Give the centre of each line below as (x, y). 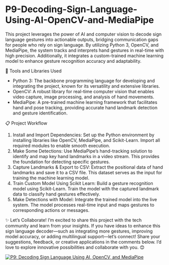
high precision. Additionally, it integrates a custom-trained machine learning (84, 55)
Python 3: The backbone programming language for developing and (84, 81)
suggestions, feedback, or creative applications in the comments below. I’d (83, 242)
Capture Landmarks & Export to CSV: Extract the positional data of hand (88, 167)
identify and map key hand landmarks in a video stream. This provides (86, 156)
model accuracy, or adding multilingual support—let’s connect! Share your (83, 236)
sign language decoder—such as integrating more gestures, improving (79, 231)
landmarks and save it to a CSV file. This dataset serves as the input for (87, 172)
